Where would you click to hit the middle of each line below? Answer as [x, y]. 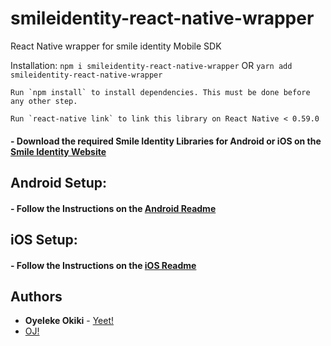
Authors [36, 296]
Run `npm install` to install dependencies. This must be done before [160, 92]
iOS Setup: [44, 239]
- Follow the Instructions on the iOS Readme [103, 265]
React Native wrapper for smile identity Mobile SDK [116, 46]
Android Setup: [59, 182]
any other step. [44, 101]
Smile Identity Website [58, 151]
